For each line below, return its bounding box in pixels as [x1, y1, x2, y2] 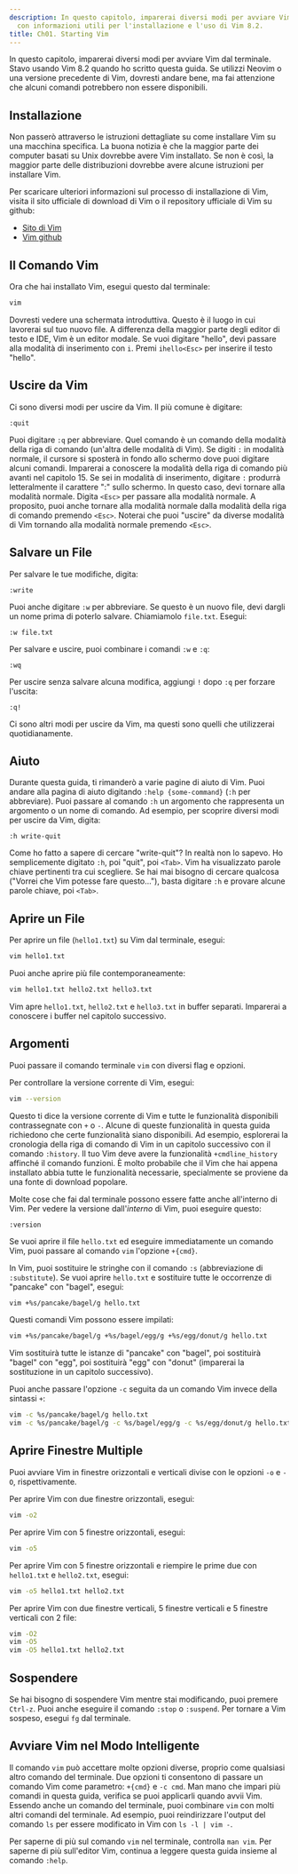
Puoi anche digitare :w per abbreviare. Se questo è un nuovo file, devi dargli [9, 601, 286, 612]
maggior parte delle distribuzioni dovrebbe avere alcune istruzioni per [9, 160, 264, 171]
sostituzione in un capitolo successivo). [9, 1367, 153, 1378]
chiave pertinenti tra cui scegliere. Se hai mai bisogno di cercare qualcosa [9, 867, 279, 877]
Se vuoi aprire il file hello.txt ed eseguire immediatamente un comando [9, 1235, 274, 1246]
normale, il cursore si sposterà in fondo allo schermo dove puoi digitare [9, 453, 270, 464]
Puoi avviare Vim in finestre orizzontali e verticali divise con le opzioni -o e [9, 1466, 281, 1477]
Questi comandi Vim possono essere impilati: [9, 1314, 175, 1325]
